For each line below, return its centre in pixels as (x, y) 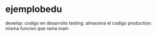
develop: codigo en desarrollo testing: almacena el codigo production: (79, 23)
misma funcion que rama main (37, 28)
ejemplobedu (34, 9)
